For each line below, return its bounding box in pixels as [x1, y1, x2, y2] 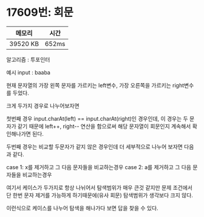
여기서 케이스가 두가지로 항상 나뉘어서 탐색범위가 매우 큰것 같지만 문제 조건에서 [6, 184, 193, 191]
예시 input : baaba [6, 68, 50, 76]
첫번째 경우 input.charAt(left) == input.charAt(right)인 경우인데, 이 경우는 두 [6, 115, 188, 122]
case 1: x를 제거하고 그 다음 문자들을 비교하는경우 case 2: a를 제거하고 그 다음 [6, 163, 191, 170]
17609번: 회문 [6, 5, 74, 19]
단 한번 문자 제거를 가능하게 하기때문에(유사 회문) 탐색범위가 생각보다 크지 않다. [6, 192, 193, 199]
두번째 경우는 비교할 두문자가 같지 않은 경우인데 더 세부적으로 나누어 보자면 [6, 143, 183, 150]
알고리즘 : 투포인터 [6, 56, 50, 63]
